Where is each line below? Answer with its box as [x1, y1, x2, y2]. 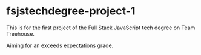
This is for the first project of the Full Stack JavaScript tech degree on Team [6, 24, 196, 31]
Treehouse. [6, 30, 35, 37]
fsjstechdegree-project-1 [6, 4, 136, 18]
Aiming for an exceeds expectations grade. [6, 42, 114, 49]
